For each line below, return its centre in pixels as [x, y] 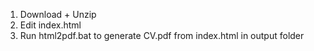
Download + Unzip [58, 14]
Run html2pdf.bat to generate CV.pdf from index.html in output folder [162, 35]
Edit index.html [50, 25]
